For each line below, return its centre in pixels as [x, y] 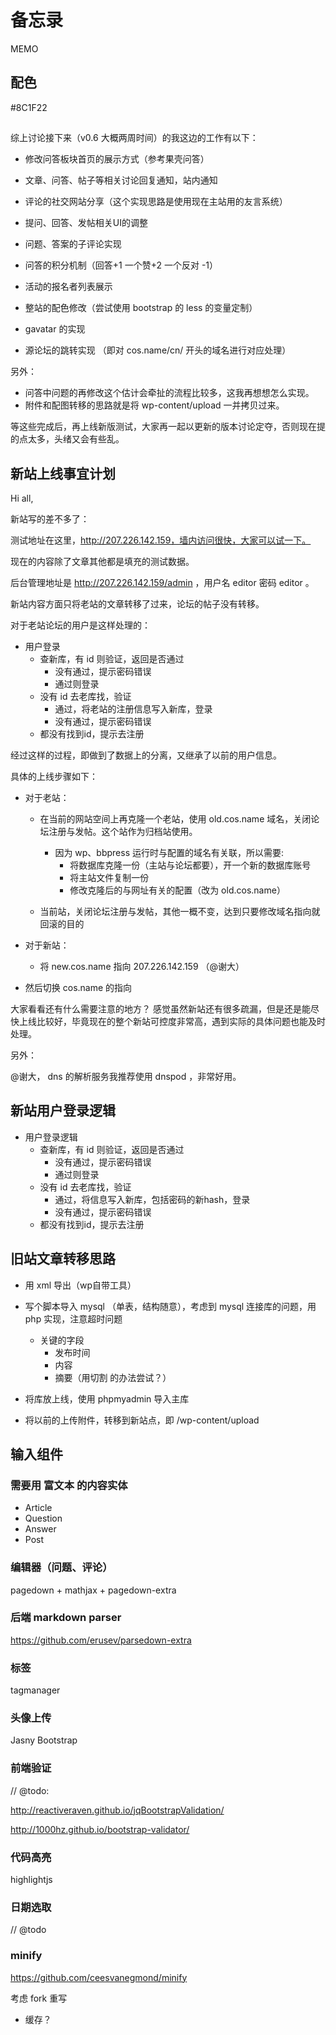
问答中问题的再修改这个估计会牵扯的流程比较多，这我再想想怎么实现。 [169, 393]
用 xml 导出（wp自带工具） [80, 1285]
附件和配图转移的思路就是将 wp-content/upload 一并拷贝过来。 [154, 405]
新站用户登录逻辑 [63, 1111]
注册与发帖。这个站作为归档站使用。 [123, 831]
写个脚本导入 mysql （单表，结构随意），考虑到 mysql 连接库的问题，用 [170, 1306]
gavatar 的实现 [55, 329]
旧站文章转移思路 [63, 1259]
